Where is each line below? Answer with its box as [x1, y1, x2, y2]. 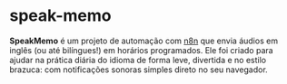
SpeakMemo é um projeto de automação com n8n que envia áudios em [9, 35, 279, 46]
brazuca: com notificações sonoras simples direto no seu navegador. [9, 64, 268, 75]
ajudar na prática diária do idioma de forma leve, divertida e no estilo [9, 54, 266, 65]
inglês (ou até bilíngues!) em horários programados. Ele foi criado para [9, 44, 274, 55]
